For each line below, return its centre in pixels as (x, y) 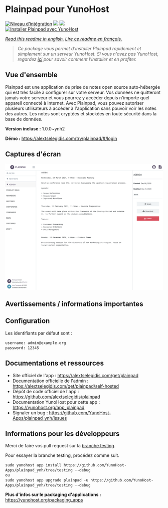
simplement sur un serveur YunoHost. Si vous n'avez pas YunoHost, (88, 54)
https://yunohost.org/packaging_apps (44, 500)
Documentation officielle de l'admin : (50, 381)
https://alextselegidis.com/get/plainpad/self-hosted (66, 386)
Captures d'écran (33, 154)
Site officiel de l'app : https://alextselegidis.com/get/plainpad (75, 375)
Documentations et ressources (55, 363)
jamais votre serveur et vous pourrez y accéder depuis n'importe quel (77, 98)
